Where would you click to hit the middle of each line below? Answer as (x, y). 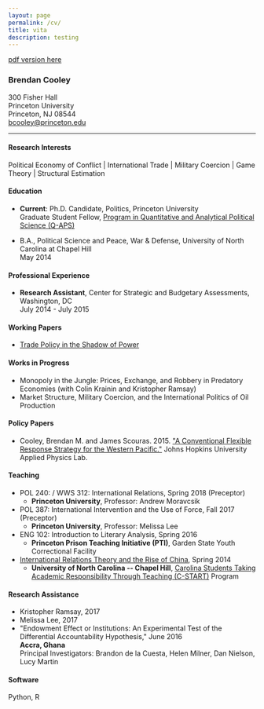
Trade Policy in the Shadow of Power (79, 345)
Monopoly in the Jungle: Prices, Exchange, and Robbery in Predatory (131, 380)
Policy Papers (31, 423)
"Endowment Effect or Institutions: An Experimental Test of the (121, 628)
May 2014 (36, 257)
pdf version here (35, 60)
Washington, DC (46, 301)
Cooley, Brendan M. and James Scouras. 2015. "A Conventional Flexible (135, 440)
